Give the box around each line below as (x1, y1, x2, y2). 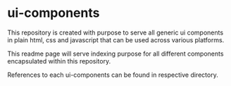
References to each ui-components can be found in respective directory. (7, 70, 218, 79)
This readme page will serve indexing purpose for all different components (7, 49, 224, 58)
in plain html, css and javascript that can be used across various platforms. (7, 35, 225, 44)
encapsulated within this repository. (7, 56, 111, 65)
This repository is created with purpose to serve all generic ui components (7, 28, 224, 37)
